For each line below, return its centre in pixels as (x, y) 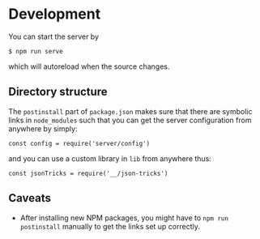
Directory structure (58, 92)
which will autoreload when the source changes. (89, 66)
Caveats (30, 198)
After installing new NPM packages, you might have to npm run (124, 218)
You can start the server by (54, 36)
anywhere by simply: (43, 128)
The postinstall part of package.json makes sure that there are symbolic (130, 111)
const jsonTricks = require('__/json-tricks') (88, 173)
